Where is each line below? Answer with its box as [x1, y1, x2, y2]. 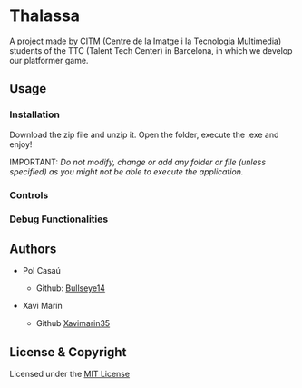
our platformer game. [9, 55, 89, 65]
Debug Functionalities [9, 213, 109, 225]
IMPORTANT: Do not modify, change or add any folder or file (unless [9, 156, 266, 167]
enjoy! [9, 138, 33, 150]
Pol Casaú [22, 265, 62, 276]
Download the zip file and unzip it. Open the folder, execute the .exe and [9, 129, 279, 140]
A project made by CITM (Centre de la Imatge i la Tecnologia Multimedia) [9, 35, 282, 46]
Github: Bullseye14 [35, 283, 106, 293]
